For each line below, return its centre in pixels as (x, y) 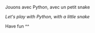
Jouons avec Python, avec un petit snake (47, 7)
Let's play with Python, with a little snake (47, 16)
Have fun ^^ (17, 26)
